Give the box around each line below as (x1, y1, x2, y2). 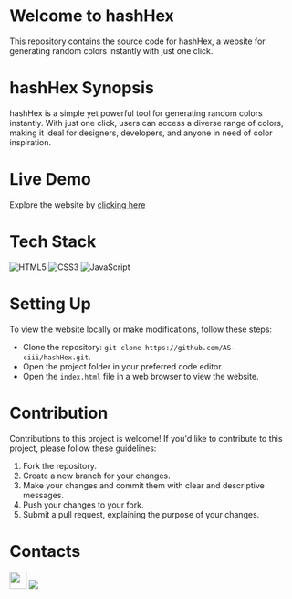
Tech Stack (9, 231, 97, 251)
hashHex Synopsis (9, 78, 155, 99)
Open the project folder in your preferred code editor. (22, 360, 224, 371)
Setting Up (9, 294, 91, 314)
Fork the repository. (22, 460, 98, 471)
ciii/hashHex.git (22, 353, 89, 362)
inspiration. (9, 136, 52, 147)
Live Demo (9, 169, 91, 190)
